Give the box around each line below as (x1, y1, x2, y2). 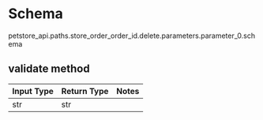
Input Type (12, 85, 54, 96)
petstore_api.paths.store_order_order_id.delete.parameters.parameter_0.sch (8, 31, 255, 40)
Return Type (61, 85, 109, 96)
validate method (8, 62, 90, 76)
